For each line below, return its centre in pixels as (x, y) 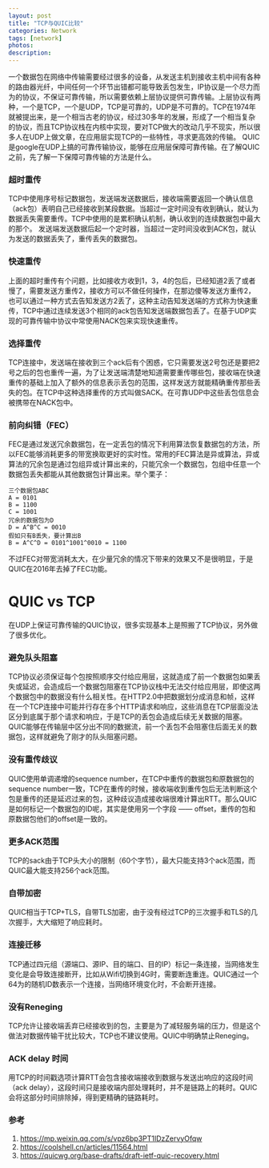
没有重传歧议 (33, 760)
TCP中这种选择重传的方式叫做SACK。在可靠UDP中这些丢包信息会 (151, 392)
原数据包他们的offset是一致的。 (60, 818)
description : (30, 53)
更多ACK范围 (34, 841)
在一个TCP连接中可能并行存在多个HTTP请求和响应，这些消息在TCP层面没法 (133, 707)
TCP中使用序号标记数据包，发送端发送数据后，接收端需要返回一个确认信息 (131, 199)
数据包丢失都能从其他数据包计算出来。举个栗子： (89, 475)
